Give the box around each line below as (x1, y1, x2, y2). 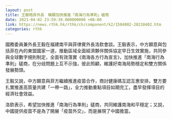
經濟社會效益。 (5, 91, 37, 97)
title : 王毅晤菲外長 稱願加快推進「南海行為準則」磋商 (5, 12, 109, 17)
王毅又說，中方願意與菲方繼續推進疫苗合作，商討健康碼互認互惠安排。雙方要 (5, 78, 167, 84)
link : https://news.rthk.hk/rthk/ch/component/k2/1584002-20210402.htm (5, 22, 161, 27)
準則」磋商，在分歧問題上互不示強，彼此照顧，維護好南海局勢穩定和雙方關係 (5, 61, 167, 67)
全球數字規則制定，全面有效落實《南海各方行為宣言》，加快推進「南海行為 (9, 54, 165, 61)
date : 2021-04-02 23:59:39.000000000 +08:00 (5, 17, 102, 22)
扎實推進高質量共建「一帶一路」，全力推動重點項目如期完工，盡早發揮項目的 (5, 84, 165, 90)
